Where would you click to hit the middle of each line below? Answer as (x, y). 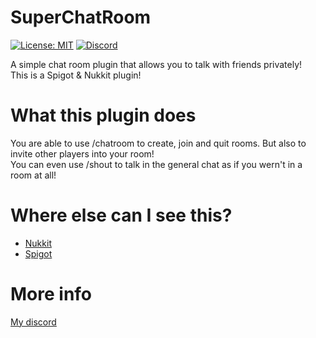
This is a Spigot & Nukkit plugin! (76, 75)
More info (51, 294)
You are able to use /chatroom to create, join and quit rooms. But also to (158, 143)
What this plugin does (103, 115)
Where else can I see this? (121, 215)
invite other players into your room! (82, 153)
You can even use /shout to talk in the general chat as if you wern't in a (156, 164)
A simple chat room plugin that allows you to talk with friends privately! (156, 64)
